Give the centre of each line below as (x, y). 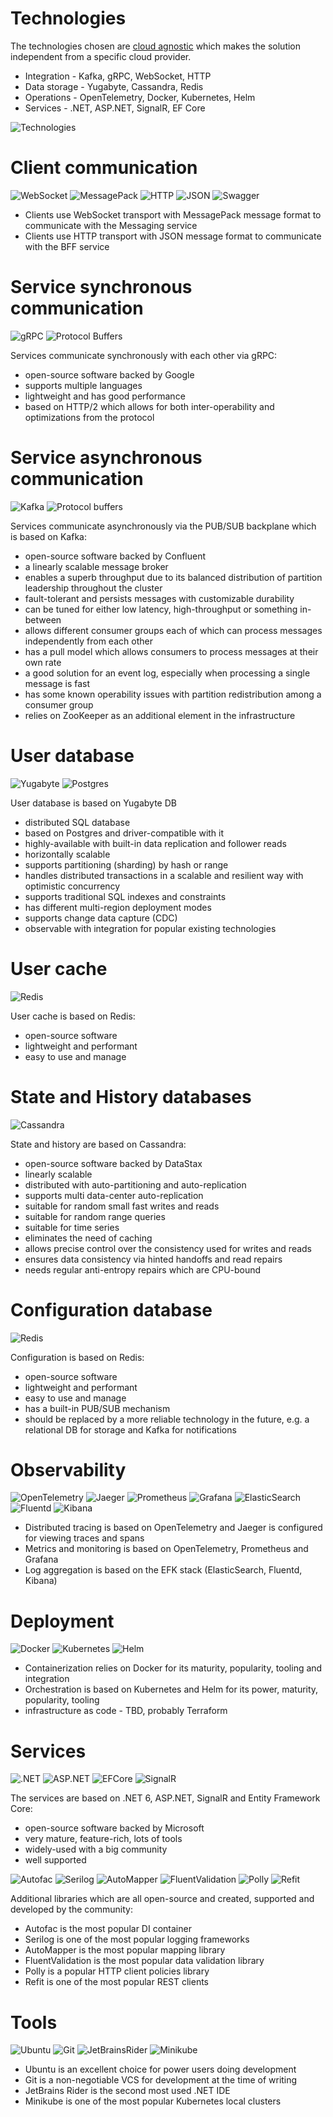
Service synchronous (101, 287)
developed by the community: (71, 1909)
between (43, 619)
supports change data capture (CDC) (101, 918)
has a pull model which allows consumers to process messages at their (171, 651)
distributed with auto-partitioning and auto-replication (135, 1184)
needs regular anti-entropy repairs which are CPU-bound (143, 1269)
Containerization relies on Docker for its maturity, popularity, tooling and (173, 1668)
